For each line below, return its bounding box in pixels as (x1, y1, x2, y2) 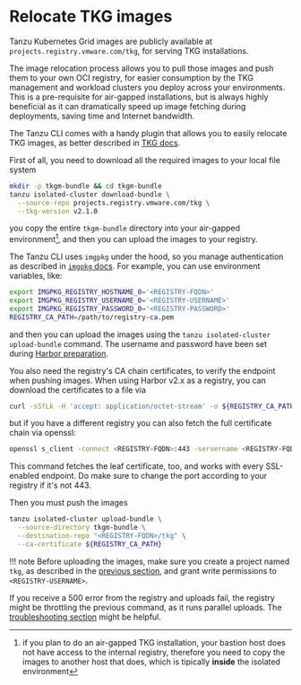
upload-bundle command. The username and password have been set (9, 338, 267, 349)
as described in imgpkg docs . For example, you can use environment (9, 261, 261, 272)
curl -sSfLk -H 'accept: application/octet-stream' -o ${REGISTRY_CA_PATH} (9, 402, 298, 411)
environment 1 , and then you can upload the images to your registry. (9, 232, 258, 245)
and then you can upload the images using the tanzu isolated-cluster (9, 329, 271, 340)
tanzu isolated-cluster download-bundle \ (9, 190, 170, 199)
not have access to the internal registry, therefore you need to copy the (21, 646, 286, 657)
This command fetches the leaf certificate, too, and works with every (9, 461, 264, 472)
